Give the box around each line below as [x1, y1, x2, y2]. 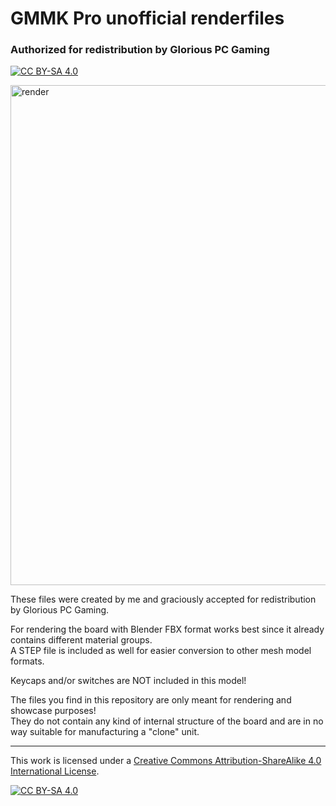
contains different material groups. [10, 634, 153, 646]
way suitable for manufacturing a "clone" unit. [10, 726, 200, 738]
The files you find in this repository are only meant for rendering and [10, 694, 292, 706]
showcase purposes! [10, 705, 97, 717]
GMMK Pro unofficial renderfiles [10, 7, 285, 30]
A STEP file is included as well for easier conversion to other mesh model [10, 645, 312, 657]
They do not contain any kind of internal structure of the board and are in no [10, 715, 324, 727]
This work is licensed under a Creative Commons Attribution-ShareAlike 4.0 [10, 755, 322, 767]
